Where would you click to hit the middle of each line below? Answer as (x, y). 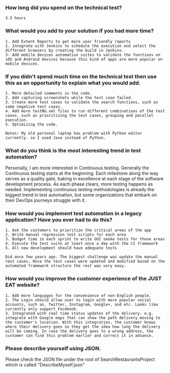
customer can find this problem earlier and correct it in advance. (79, 335)
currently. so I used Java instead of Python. (55, 138)
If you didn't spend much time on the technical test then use (81, 76)
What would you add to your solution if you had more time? (80, 31)
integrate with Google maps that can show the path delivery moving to (83, 318)
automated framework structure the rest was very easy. (66, 266)
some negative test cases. (34, 106)
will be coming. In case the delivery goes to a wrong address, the (79, 331)
